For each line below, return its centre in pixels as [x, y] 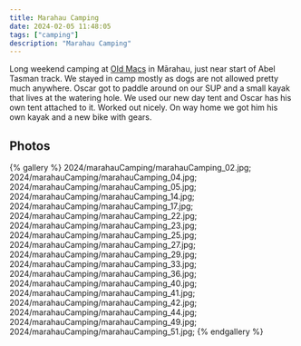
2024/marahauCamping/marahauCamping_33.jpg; [103, 264]
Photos [30, 146]
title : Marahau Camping [54, 18]
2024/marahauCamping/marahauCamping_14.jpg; [102, 197]
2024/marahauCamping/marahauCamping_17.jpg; [102, 206]
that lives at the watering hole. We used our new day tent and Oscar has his [150, 98]
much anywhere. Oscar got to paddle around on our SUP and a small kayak [150, 88]
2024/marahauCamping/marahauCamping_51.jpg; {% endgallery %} [137, 331]
